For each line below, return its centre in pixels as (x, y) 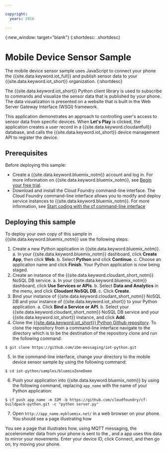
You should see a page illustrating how (52, 419)
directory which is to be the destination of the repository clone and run (85, 333)
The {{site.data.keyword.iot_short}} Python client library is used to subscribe (83, 91)
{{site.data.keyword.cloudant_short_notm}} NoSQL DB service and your (85, 312)
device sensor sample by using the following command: (69, 362)
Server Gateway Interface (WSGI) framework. (52, 107)
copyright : (16, 14)
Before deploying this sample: (36, 165)
